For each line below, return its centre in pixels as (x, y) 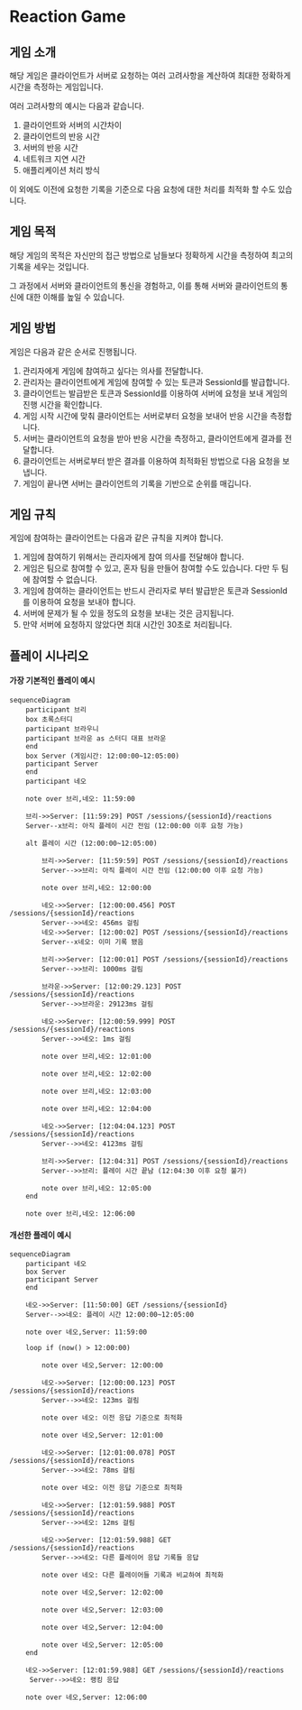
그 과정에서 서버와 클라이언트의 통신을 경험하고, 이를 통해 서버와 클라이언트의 (144, 285)
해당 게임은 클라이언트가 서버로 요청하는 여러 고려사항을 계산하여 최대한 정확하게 (150, 75)
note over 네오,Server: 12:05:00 (103, 1645)
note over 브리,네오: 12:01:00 (96, 1057)
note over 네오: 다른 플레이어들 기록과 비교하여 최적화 (133, 1576)
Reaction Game (68, 17)
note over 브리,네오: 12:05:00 (96, 1189)
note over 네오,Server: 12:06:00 (86, 1697)
